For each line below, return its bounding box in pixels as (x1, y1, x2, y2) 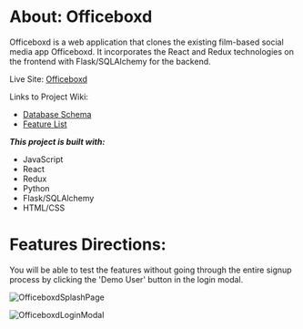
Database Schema (22, 108, 92, 119)
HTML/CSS (22, 202, 66, 213)
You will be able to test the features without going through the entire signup (9, 264, 293, 275)
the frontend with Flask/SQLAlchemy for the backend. (9, 56, 211, 67)
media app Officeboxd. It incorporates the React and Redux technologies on (9, 46, 294, 57)
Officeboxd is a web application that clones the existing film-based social (9, 36, 284, 47)
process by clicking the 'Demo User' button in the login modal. (9, 273, 244, 284)
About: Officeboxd (9, 6, 153, 27)
